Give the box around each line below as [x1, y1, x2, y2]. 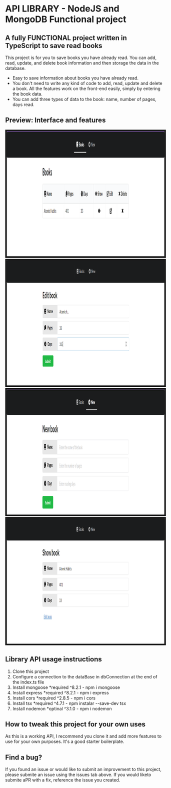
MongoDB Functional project [5, 14, 126, 25]
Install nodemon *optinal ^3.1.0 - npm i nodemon [12, 705, 112, 711]
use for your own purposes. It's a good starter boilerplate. [5, 738, 124, 744]
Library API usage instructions [5, 655, 102, 663]
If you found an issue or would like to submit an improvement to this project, [5, 766, 161, 772]
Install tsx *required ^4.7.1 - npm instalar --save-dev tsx [12, 700, 126, 706]
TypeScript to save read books [5, 41, 102, 50]
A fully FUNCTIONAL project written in [5, 34, 127, 42]
